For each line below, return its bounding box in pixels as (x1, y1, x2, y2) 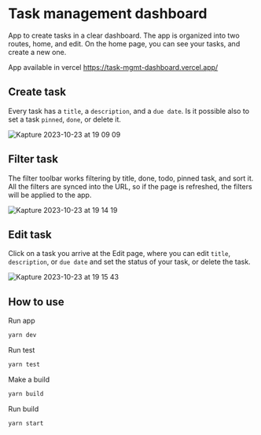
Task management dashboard (8, 5, 208, 23)
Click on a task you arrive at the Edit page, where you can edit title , (8, 249, 231, 258)
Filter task (8, 152, 59, 166)
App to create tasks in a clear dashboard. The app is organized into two (8, 31, 240, 40)
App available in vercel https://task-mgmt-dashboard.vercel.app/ (8, 62, 219, 71)
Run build (8, 404, 39, 413)
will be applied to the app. (8, 190, 92, 199)
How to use (8, 295, 64, 309)
